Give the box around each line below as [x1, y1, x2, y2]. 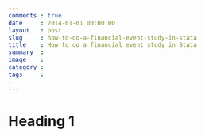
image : [8, 56, 44, 64]
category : [8, 63, 44, 71]
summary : [8, 48, 44, 56]
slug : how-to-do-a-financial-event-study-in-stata [8, 33, 197, 42]
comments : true [8, 11, 62, 20]
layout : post [8, 26, 62, 34]
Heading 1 [8, 112, 75, 130]
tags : [8, 70, 44, 78]
